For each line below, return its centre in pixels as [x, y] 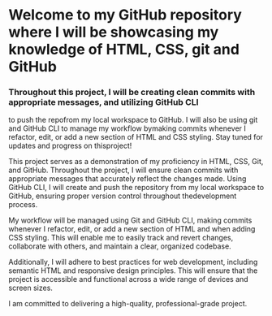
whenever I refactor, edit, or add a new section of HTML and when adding [132, 229]
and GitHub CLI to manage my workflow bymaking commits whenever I [127, 128]
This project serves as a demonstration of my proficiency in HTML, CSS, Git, [136, 162]
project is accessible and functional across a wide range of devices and [129, 279]
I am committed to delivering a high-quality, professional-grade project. [128, 304]
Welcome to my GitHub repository [125, 15]
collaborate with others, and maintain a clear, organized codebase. [120, 246]
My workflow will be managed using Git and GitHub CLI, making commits [130, 220]
